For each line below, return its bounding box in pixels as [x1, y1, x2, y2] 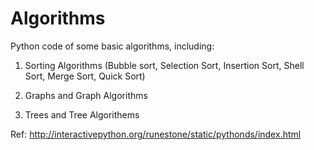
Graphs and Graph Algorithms [24, 89, 148, 101]
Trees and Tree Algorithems [24, 108, 140, 121]
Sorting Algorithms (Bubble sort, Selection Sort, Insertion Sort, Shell [24, 59, 305, 71]
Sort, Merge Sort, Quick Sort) [24, 70, 146, 82]
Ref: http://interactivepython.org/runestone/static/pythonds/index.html [10, 128, 302, 140]
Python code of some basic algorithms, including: [10, 40, 215, 52]
